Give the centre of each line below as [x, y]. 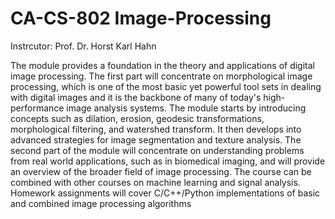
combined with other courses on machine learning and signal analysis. [155, 182]
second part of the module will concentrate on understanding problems [157, 150]
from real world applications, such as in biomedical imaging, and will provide [168, 161]
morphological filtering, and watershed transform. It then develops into [156, 129]
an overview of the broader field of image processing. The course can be [161, 171]
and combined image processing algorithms [101, 203]
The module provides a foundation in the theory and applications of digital [162, 65]
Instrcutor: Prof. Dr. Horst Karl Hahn [83, 46]
